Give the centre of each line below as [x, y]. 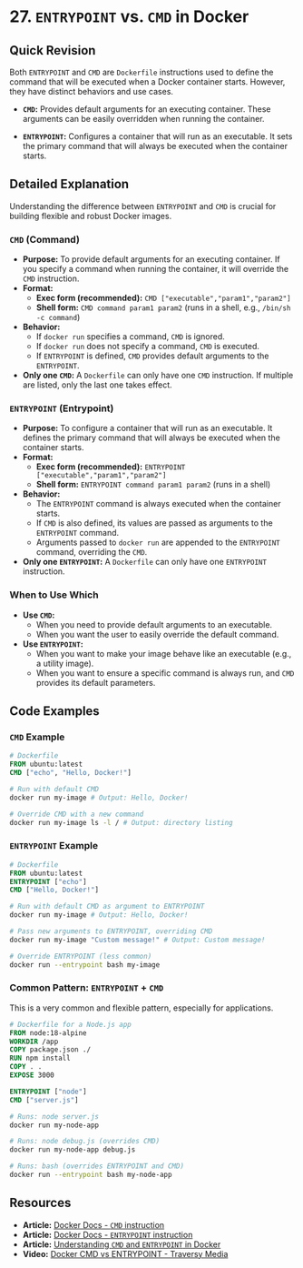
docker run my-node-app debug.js [73, 1150]
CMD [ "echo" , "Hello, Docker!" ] [70, 773]
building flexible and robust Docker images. [91, 216]
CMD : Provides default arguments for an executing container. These [147, 109]
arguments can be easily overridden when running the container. [143, 119]
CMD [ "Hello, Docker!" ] [54, 890]
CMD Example [37, 737]
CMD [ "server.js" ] [44, 1100]
